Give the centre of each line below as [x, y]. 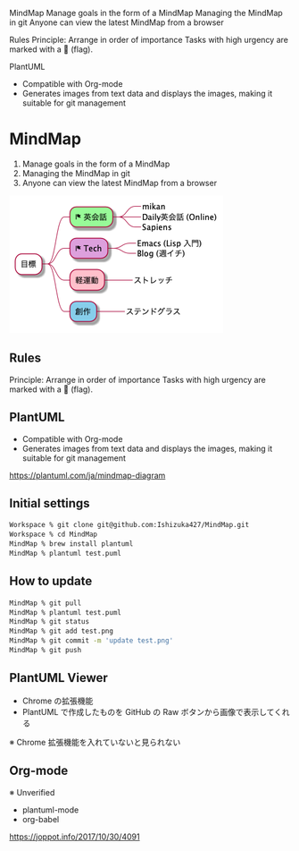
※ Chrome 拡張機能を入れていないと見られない [95, 742]
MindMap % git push [46, 651]
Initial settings [50, 503]
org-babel [41, 819]
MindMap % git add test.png [62, 631]
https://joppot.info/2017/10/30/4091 [75, 837]
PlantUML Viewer [59, 678]
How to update [51, 581]
